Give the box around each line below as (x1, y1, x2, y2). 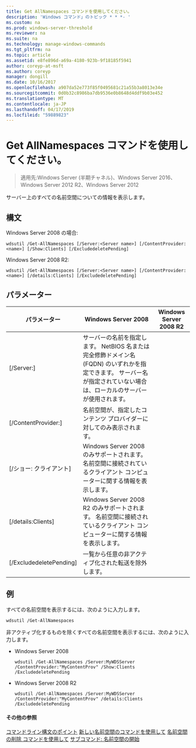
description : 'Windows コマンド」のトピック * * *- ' (6, 14, 131, 20)
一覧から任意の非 (82, 550, 130, 558)
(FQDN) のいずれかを (82, 359, 141, 368)
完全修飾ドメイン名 (82, 351, 136, 359)
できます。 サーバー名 (88, 368, 148, 376)
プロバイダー (107, 414, 143, 423)
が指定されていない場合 (82, 377, 147, 385)
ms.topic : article (6, 52, 51, 58)
